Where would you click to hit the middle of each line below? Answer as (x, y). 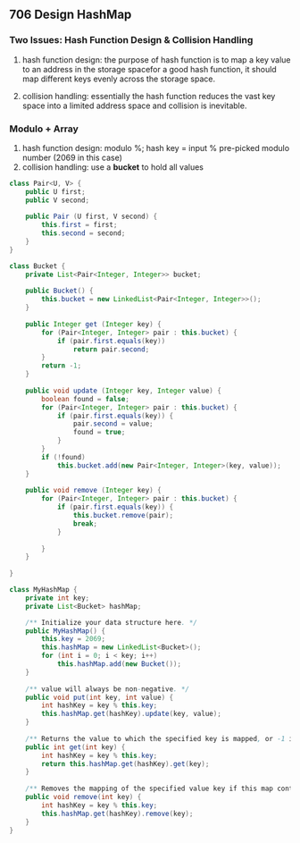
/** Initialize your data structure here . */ (112, 622)
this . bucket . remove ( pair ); (123, 516)
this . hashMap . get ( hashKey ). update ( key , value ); (131, 714)
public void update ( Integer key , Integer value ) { (123, 391)
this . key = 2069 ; (73, 639)
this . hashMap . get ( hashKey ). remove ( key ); (117, 813)
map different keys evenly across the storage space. (119, 79)
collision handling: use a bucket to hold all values (112, 167)
